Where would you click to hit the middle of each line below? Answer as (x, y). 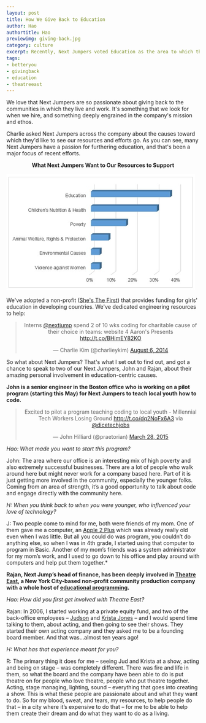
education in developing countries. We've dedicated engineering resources (101, 307)
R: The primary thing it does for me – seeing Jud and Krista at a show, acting (103, 661)
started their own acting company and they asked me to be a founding (95, 631)
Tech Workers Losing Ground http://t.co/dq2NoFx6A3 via (111, 419)
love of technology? (31, 512)
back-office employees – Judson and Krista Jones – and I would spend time (102, 618)
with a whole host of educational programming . (68, 588)
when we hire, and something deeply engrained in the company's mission (100, 115)
